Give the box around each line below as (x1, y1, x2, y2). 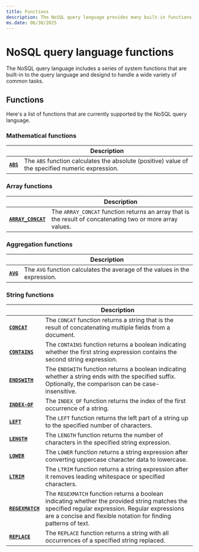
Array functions (6, 182, 53, 191)
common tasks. (6, 78, 44, 85)
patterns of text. (45, 519, 90, 528)
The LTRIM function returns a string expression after (45, 465, 188, 474)
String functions (6, 290, 54, 299)
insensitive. (45, 387, 77, 395)
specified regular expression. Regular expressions (45, 505, 185, 513)
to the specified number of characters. (45, 421, 153, 430)
